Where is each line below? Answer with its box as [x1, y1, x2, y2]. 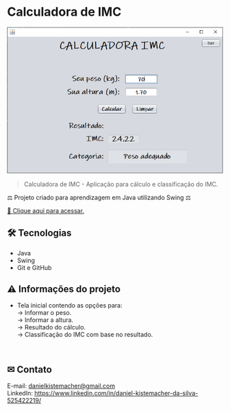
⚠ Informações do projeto [7, 283, 121, 295]
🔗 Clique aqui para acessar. [7, 206, 84, 214]
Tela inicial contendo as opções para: [16, 301, 123, 310]
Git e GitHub [16, 263, 52, 271]
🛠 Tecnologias [7, 227, 72, 239]
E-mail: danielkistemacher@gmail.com [7, 382, 115, 390]
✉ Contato [7, 364, 53, 375]
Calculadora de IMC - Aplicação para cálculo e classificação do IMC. [23, 179, 218, 188]
